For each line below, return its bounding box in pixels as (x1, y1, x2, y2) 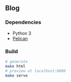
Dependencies (5, 19, 41, 26)
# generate (5, 59, 28, 64)
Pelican (12, 35, 28, 41)
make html (5, 64, 26, 69)
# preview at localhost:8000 (5, 68, 66, 74)
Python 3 (12, 30, 31, 36)
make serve (5, 73, 28, 78)
